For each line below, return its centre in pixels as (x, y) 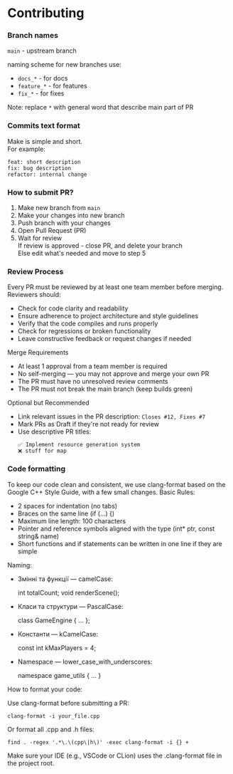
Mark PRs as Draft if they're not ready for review (88, 424)
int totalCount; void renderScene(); (69, 592)
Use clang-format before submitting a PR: (68, 703)
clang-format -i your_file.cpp (54, 716)
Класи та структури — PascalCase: (70, 606)
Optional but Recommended (49, 403)
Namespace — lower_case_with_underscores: (85, 661)
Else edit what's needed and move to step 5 (82, 253)
